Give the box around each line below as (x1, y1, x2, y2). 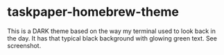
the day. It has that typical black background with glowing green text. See (7, 34, 217, 42)
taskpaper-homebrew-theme (7, 4, 179, 20)
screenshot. (7, 41, 42, 49)
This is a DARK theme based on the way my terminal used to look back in (7, 27, 216, 35)
